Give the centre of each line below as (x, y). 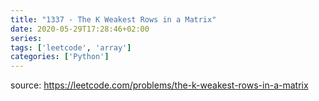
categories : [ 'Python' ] (60, 57)
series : (26, 38)
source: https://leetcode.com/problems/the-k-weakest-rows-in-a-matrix (159, 85)
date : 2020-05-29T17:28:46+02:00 (80, 29)
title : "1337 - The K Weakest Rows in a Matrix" (113, 19)
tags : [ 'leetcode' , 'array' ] (71, 47)
